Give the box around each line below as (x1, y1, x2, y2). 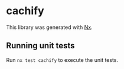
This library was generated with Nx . (6, 24, 93, 31)
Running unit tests (6, 41, 75, 51)
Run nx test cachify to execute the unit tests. (6, 56, 119, 63)
